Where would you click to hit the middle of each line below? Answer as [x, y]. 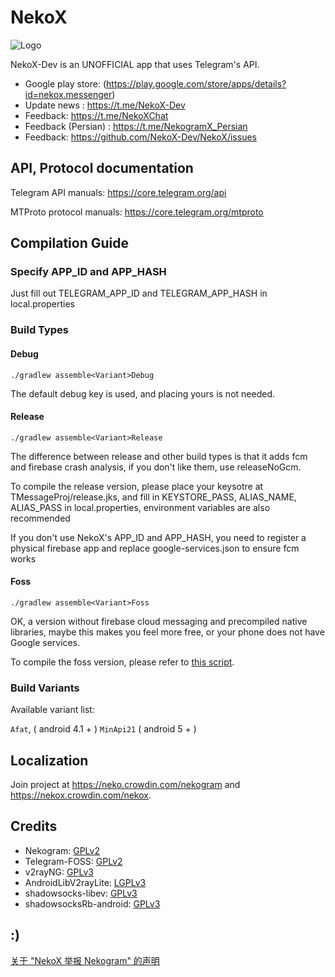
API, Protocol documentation [102, 168]
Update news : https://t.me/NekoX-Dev [105, 105]
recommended [40, 518]
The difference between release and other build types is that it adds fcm [159, 456]
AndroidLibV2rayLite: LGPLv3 [85, 882]
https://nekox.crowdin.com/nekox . [81, 795]
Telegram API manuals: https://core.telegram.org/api [118, 192]
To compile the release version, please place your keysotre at [137, 486]
